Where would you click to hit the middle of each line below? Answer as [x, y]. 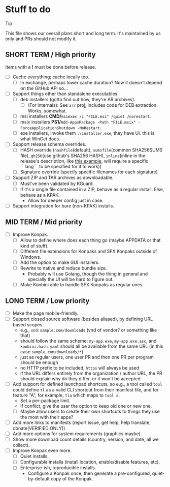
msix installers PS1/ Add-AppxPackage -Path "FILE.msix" [78, 122]
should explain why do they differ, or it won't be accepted [80, 378]
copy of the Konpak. [72, 479]
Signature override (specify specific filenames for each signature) [89, 172]
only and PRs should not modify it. [41, 39]
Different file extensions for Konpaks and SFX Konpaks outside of [89, 251]
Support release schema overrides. [49, 144]
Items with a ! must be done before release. [51, 67]
